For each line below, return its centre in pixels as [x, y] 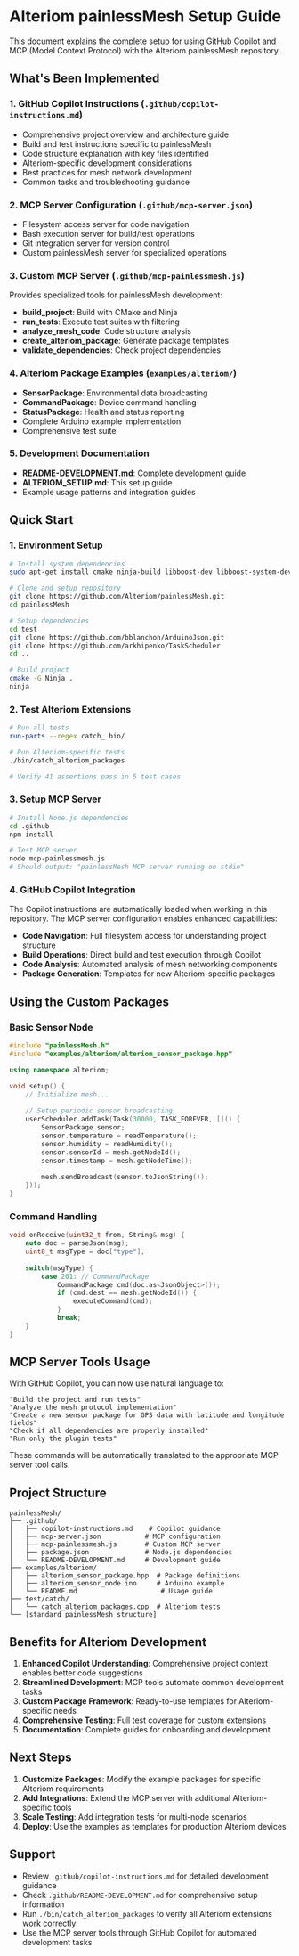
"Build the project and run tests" [75, 1400]
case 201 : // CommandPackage [95, 1276]
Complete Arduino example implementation [101, 421]
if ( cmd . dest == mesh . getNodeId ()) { [127, 1293]
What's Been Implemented [85, 79]
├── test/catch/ [39, 1599]
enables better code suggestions [83, 1673]
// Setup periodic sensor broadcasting [99, 1111]
